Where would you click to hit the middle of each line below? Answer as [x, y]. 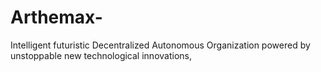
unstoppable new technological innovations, [101, 55]
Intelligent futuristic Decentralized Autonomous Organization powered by [160, 45]
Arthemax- [56, 17]
